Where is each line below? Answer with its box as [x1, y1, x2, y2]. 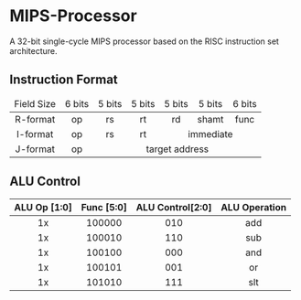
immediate [188, 127, 233, 140]
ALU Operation [220, 200, 286, 213]
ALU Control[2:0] [135, 200, 212, 213]
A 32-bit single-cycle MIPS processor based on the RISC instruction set [9, 36, 279, 47]
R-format [15, 112, 56, 125]
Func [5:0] [81, 200, 128, 213]
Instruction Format [9, 72, 119, 88]
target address [145, 143, 210, 155]
